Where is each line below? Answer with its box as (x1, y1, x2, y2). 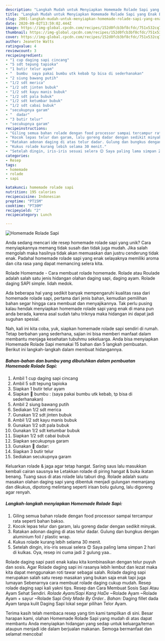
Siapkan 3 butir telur (12, 448, 54, 454)
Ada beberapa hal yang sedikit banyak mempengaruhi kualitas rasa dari (5, 290, 150, 296)
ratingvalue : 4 (5, 44, 37, 49)
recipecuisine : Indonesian (5, 194, 61, 199)
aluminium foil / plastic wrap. (12, 534, 71, 540)
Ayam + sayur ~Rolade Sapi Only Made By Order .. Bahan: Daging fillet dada (5, 595, 159, 602)
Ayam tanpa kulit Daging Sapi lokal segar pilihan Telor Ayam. (5, 601, 128, 607)
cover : (5, 35, 19, 40)
